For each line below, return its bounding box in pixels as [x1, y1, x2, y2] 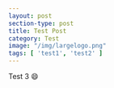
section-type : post [8, 19, 74, 27]
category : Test [8, 34, 60, 43]
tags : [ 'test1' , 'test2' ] [8, 49, 103, 57]
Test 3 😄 [8, 72, 39, 81]
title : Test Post [8, 27, 67, 35]
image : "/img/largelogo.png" [8, 42, 107, 50]
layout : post [8, 11, 53, 20]
